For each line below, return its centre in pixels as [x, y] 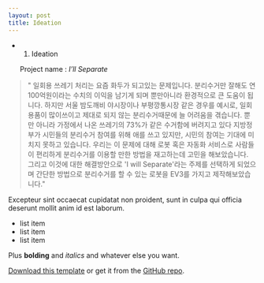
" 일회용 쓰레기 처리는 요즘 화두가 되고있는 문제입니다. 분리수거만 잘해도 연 [141, 85]
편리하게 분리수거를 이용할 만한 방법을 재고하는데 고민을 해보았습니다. [142, 154]
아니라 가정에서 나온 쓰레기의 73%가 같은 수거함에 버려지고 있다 [134, 125]
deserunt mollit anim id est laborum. [66, 208]
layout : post [30, 15]
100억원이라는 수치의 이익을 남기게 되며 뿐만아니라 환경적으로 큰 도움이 [136, 95]
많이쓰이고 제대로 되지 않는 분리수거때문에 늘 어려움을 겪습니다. [145, 114]
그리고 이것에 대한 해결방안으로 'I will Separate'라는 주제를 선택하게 [131, 164]
